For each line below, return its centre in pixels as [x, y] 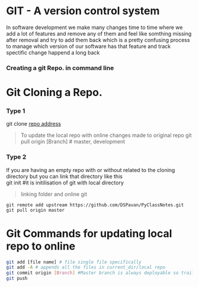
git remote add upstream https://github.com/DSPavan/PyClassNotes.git [95, 205]
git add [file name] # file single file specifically [74, 262]
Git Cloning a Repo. [54, 93]
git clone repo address [33, 124]
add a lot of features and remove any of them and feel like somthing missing [99, 33]
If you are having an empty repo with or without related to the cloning [91, 170]
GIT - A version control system [83, 11]
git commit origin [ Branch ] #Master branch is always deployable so [92, 273]
